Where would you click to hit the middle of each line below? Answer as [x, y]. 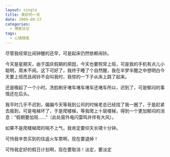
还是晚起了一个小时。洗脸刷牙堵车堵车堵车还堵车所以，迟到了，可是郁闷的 [83, 87]
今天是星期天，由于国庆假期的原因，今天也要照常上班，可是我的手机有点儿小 [85, 64]
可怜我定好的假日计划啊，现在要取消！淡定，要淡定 [58, 149]
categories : [18, 24]
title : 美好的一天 [23, 15]
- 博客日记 [20, 29]
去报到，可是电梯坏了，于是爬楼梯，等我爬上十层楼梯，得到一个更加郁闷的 [83, 111]
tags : [11, 33]
